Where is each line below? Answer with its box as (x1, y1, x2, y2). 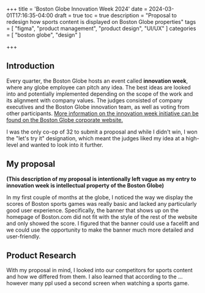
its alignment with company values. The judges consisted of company (6, 96, 182, 104)
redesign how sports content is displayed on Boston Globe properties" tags (6, 18, 196, 25)
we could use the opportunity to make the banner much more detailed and (6, 226, 194, 234)
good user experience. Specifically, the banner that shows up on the (6, 207, 179, 214)
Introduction (6, 61, 55, 71)
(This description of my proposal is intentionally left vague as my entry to (6, 175, 196, 183)
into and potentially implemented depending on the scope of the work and (6, 90, 193, 97)
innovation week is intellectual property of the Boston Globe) (6, 181, 164, 189)
